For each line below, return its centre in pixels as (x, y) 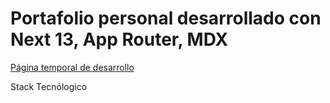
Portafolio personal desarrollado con (166, 18)
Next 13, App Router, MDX (119, 39)
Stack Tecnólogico (49, 86)
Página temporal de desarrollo (72, 67)
